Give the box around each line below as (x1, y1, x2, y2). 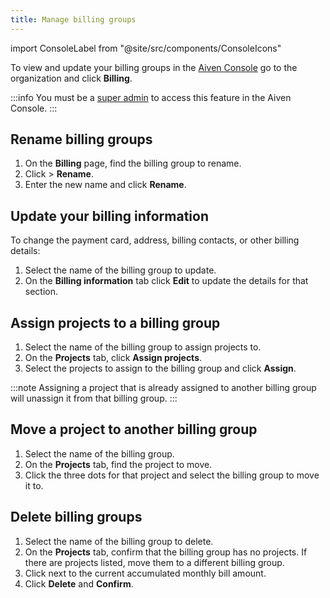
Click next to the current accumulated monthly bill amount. (24, 567, 267, 579)
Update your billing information (10, 207, 210, 225)
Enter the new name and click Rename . (24, 179, 187, 191)
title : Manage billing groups (10, 14, 137, 25)
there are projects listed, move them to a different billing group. (24, 556, 285, 568)
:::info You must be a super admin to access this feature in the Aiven (10, 91, 292, 103)
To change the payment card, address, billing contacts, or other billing (10, 234, 300, 246)
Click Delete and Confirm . (24, 577, 134, 590)
